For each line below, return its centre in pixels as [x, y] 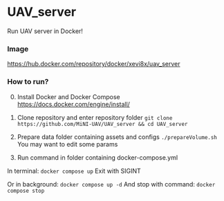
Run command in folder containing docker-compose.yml [97, 157]
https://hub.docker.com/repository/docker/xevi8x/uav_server [94, 64]
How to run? [28, 82]
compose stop [26, 191]
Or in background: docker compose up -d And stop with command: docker [111, 184]
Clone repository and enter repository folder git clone [95, 117]
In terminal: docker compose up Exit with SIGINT [74, 171]
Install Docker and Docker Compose [68, 96]
